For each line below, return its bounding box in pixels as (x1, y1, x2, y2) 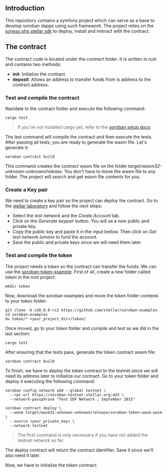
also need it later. (5, 452, 41, 458)
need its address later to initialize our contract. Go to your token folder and (5, 373, 158, 379)
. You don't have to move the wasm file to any (61, 168, 156, 174)
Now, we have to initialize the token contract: (5, 462, 97, 468)
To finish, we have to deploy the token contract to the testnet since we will (5, 368, 158, 374)
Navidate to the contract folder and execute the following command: (5, 105, 146, 111)
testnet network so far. (17, 437, 64, 443)
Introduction (5, 4, 45, 13)
